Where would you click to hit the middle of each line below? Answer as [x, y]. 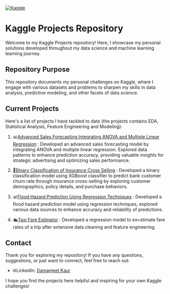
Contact [18, 243]
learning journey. [23, 53]
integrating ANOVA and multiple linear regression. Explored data [80, 149]
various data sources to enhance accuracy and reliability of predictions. [88, 209]
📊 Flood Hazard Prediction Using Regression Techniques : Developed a [87, 197]
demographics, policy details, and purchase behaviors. [70, 186]
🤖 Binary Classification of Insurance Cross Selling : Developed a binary [86, 170]
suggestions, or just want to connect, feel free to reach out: [67, 261]
